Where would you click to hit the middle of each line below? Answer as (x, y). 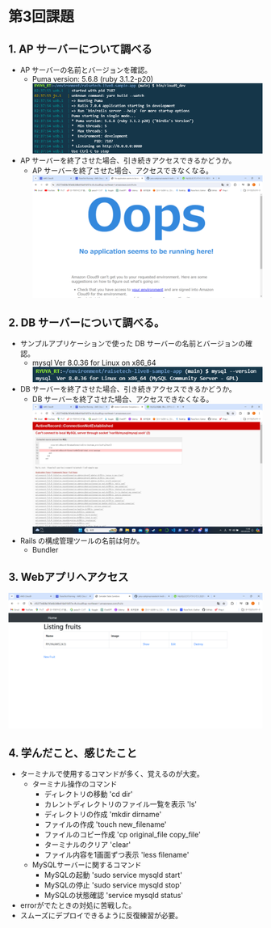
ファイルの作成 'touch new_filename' (105, 824)
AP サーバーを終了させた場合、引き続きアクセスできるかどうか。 (128, 160)
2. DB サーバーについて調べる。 (87, 322)
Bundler (45, 550)
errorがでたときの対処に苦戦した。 (78, 905)
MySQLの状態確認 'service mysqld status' (114, 896)
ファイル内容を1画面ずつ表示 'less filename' (117, 855)
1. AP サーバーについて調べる (80, 49)
